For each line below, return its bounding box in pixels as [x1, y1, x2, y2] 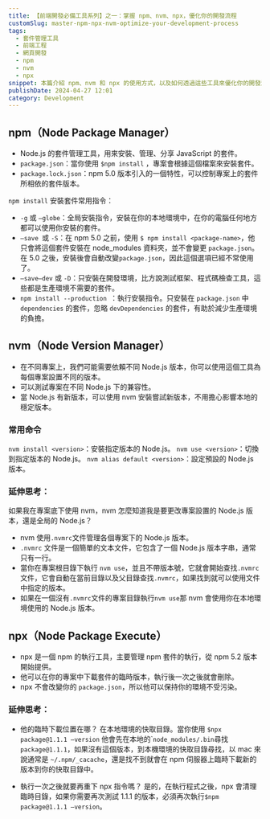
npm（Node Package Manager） [8, 125, 175, 139]
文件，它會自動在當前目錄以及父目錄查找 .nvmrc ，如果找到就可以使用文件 [19, 573, 260, 583]
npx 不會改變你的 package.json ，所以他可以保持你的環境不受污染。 [19, 682, 242, 692]
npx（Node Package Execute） [8, 629, 167, 643]
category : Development [8, 94, 84, 102]
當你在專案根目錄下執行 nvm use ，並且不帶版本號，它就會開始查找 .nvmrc [19, 563, 260, 573]
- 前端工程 [15, 42, 47, 50]
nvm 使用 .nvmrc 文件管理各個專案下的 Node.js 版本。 [19, 533, 194, 543]
